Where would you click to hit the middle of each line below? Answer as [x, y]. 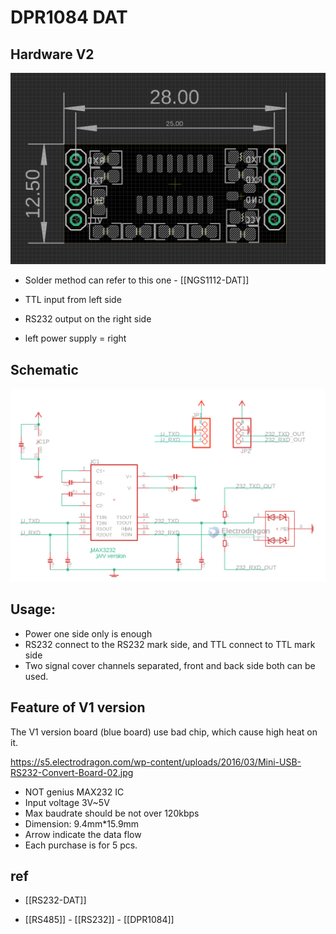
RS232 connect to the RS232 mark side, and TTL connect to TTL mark [170, 644]
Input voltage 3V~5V [67, 802]
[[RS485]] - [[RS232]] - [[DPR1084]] [99, 920]
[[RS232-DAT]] [55, 900]
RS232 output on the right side [88, 319]
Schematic [44, 369]
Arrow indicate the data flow [83, 834]
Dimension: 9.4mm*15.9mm [82, 823]
